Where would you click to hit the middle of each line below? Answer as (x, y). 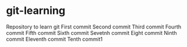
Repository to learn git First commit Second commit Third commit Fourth (93, 27)
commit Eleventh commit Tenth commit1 (54, 39)
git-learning (36, 11)
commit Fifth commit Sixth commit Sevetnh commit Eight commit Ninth (92, 32)
